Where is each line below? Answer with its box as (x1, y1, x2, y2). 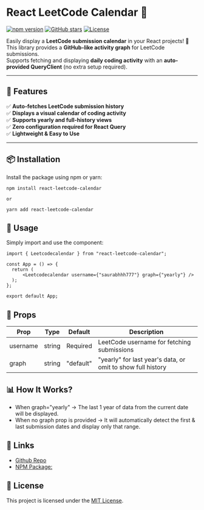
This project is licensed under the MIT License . (6, 497, 124, 504)
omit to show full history (98, 363, 167, 372)
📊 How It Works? (6, 384, 73, 395)
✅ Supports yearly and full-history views (6, 116, 112, 123)
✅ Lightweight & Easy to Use (6, 130, 80, 137)
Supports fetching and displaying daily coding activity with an (6, 56, 163, 64)
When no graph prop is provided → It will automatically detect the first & (15, 416, 195, 424)
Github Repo (15, 457, 47, 464)
